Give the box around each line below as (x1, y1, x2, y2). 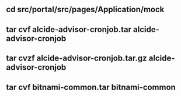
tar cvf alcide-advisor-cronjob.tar (6, 24, 132, 34)
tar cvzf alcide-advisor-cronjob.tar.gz (6, 54, 147, 63)
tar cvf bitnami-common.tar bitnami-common (6, 82, 176, 92)
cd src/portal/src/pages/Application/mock (6, 5, 165, 15)
